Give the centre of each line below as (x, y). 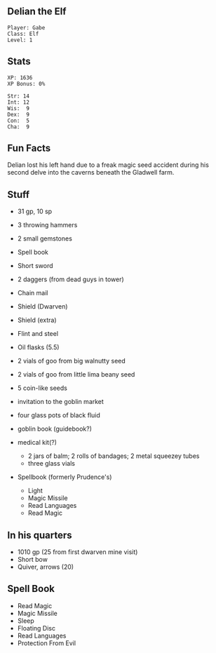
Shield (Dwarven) (42, 307)
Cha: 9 (19, 127)
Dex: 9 (19, 114)
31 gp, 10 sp (35, 211)
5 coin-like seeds (42, 388)
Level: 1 (20, 40)
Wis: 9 (19, 108)
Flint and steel (38, 334)
